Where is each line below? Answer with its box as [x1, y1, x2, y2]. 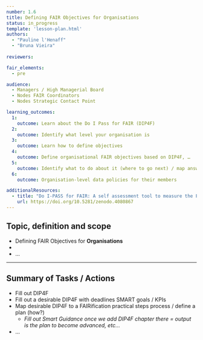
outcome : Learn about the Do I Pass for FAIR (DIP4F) [17, 120, 155, 126]
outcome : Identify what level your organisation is [17, 131, 150, 138]
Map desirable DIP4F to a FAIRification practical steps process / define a [14, 302, 196, 309]
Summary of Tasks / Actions [6, 273, 115, 284]
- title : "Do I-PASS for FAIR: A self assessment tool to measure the [11, 193, 193, 200]
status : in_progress [6, 20, 59, 26]
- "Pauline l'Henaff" [11, 37, 66, 43]
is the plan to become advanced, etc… [24, 321, 120, 329]
